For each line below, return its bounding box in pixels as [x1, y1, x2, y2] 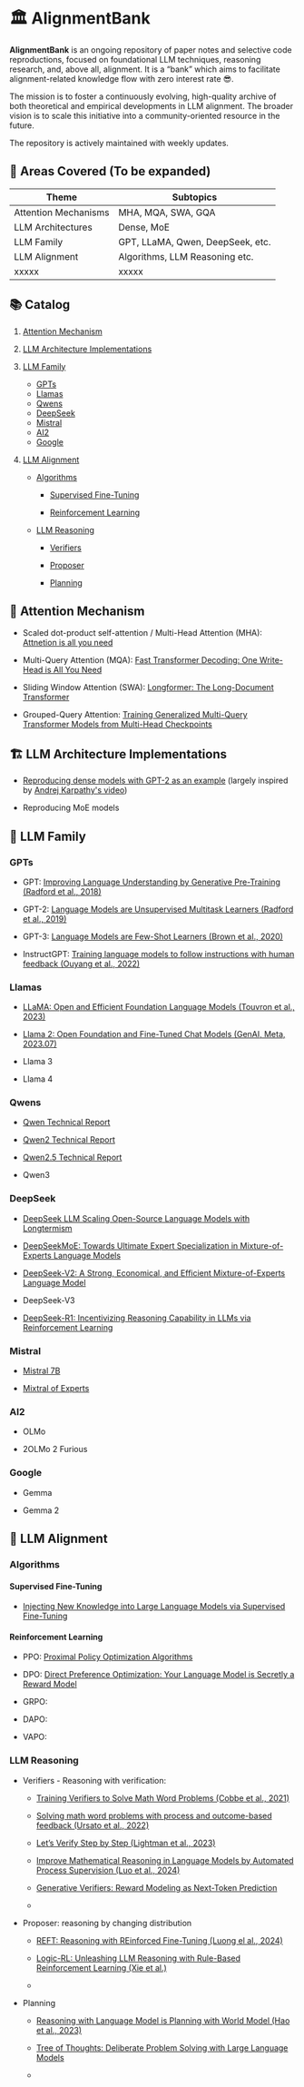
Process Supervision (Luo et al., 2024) [35, 1864, 181, 1875]
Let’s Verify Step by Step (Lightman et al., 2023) [35, 1837, 216, 1848]
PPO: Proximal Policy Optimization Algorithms [22, 1651, 193, 1663]
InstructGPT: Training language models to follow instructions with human [22, 948, 295, 959]
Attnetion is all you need [22, 638, 113, 648]
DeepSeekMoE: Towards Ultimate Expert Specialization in [22, 1240, 239, 1251]
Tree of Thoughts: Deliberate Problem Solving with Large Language [35, 2042, 289, 2053]
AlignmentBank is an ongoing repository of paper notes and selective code [9, 44, 292, 55]
